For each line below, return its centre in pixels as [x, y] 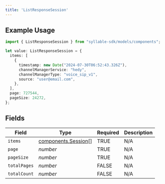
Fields [15, 118]
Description [138, 133]
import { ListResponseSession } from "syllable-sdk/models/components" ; [83, 42]
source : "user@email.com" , [47, 79]
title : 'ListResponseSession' [37, 10]
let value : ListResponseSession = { [44, 51]
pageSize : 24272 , [28, 98]
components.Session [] [65, 141]
